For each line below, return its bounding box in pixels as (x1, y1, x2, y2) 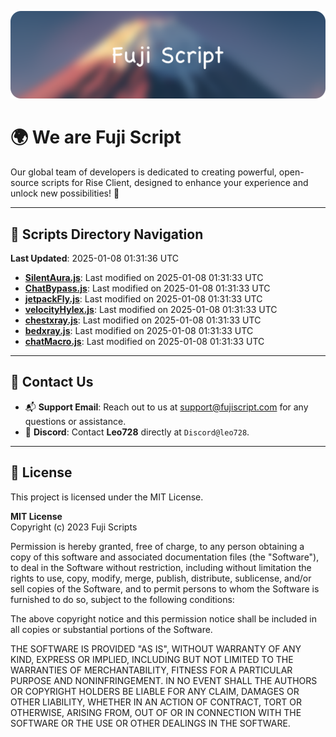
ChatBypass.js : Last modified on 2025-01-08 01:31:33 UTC (24, 282, 271, 295)
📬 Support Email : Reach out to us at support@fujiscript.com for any (24, 401, 309, 413)
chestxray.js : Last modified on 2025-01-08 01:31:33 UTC (24, 314, 262, 326)
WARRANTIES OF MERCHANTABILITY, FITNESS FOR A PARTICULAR (10, 664, 293, 676)
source (10, 177, 40, 189)
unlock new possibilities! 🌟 (10, 187, 120, 200)
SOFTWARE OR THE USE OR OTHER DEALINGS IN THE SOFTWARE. (10, 717, 291, 729)
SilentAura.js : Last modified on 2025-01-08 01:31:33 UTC (24, 272, 264, 284)
